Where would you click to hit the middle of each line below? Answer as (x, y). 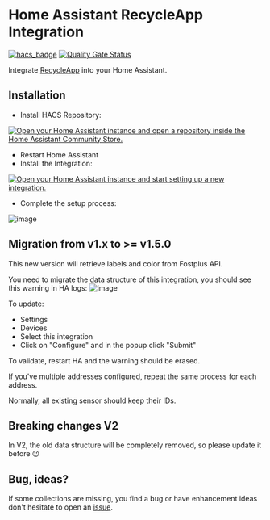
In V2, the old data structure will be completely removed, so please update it (135, 445)
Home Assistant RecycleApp (106, 15)
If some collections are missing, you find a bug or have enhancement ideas (133, 499)
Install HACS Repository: (61, 115)
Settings (34, 319)
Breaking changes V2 (64, 426)
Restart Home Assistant (59, 154)
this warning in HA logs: (48, 287)
